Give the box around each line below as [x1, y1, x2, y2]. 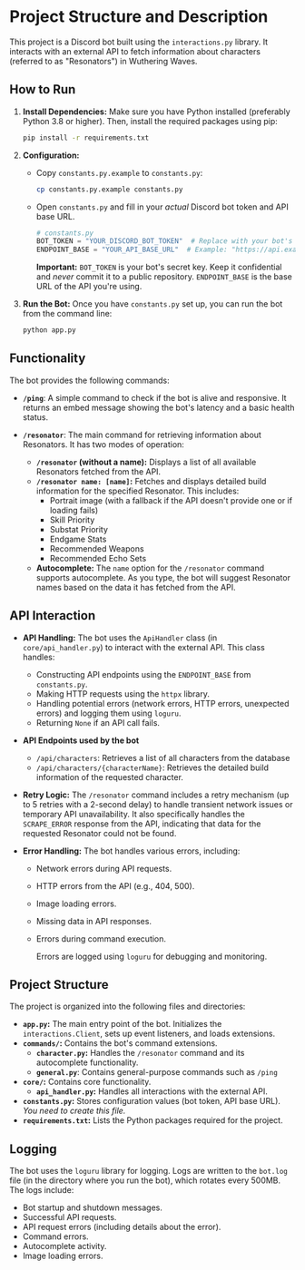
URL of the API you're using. [35, 281, 143, 292]
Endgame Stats [49, 533, 107, 544]
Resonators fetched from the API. [35, 465, 162, 477]
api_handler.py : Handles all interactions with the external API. [35, 1086, 268, 1097]
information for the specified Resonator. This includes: [35, 485, 240, 496]
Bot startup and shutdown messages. [22, 1202, 163, 1213]
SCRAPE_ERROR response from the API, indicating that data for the [22, 818, 261, 829]
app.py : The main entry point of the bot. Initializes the [22, 1019, 222, 1030]
